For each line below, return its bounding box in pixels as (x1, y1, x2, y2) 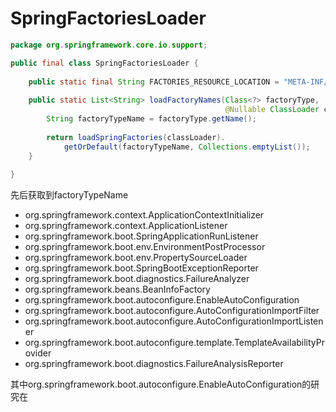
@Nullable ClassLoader (224, 105, 320, 115)
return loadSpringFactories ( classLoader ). (46, 132, 226, 142)
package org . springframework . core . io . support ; (10, 40, 208, 50)
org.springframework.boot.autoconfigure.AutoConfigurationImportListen (24, 315, 324, 327)
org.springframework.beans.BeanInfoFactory (24, 283, 211, 296)
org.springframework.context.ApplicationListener (24, 220, 228, 232)
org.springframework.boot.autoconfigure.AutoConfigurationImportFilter (24, 305, 320, 317)
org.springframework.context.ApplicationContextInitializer (24, 209, 265, 221)
